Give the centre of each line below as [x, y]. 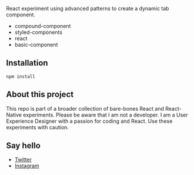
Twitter [23, 160]
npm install [21, 76]
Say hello [24, 146]
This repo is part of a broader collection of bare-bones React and [85, 108]
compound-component [43, 26]
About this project [40, 95]
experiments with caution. [38, 127]
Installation [27, 63]
